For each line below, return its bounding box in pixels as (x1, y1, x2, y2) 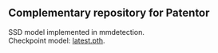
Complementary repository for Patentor (8, 6, 210, 20)
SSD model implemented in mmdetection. (8, 27, 145, 36)
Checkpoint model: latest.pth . (8, 36, 105, 45)
